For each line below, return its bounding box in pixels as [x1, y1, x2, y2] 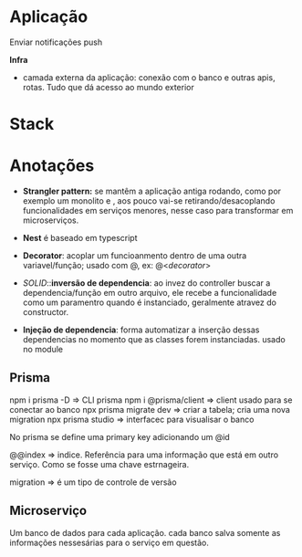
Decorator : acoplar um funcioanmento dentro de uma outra [22, 250, 247, 261]
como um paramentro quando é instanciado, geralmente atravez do [22, 297, 276, 308]
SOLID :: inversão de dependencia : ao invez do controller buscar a [22, 278, 271, 289]
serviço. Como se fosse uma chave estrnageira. [9, 458, 190, 469]
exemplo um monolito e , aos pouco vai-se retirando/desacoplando [22, 195, 276, 206]
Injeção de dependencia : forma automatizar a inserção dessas [22, 324, 260, 335]
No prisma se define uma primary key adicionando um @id [9, 431, 230, 442]
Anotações [9, 155, 95, 176]
